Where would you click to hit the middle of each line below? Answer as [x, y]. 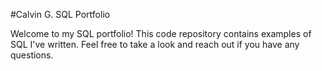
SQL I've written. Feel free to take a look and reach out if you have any [155, 44]
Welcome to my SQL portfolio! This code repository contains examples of [161, 33]
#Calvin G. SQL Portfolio [60, 14]
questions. [32, 55]
